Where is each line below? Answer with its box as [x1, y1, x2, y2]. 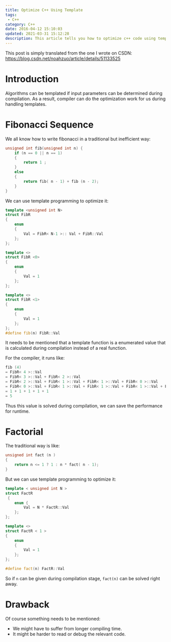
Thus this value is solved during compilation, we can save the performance [5, 402, 163, 409]
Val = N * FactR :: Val [23, 505, 70, 510]
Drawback [5, 599, 50, 610]
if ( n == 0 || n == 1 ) [14, 150, 63, 156]
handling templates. [5, 101, 47, 107]
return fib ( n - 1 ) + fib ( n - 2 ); [23, 179, 99, 184]
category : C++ [5, 21, 36, 27]
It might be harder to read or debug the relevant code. [12, 631, 126, 637]
